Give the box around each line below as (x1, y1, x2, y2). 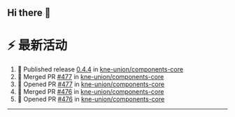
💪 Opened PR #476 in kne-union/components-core (17, 95, 165, 104)
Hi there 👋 (7, 7, 51, 19)
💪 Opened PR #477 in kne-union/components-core (17, 80, 165, 88)
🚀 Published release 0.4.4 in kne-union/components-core (17, 65, 184, 74)
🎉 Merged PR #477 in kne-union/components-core (17, 73, 164, 81)
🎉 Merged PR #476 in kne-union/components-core (17, 88, 164, 96)
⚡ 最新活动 (7, 37, 68, 53)
